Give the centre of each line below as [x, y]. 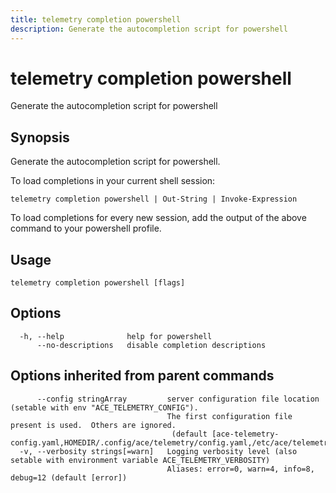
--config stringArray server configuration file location [178, 399]
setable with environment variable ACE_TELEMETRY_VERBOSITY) [140, 460]
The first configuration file [229, 416]
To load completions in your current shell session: [113, 181]
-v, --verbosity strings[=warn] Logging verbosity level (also [158, 451]
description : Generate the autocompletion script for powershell [149, 29]
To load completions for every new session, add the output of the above [158, 218]
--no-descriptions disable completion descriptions [151, 345]
